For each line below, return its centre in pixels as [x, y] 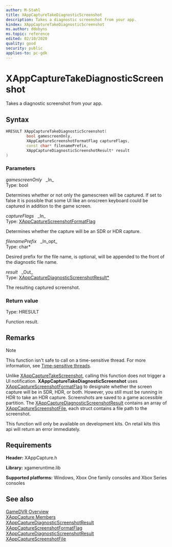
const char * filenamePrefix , [57, 146]
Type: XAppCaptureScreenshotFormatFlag [51, 221]
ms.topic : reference [28, 34]
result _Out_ [19, 272]
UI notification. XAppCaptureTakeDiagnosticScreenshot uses [72, 381]
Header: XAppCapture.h [31, 458]
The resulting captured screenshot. [43, 287]
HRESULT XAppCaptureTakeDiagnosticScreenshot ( [56, 131]
